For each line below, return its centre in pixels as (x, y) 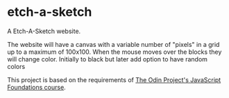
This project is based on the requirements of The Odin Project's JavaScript (114, 79)
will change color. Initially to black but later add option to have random (108, 59)
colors (16, 66)
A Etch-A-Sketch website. (44, 31)
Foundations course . (36, 87)
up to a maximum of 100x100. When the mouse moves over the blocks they (114, 52)
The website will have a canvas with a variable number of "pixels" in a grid (113, 44)
